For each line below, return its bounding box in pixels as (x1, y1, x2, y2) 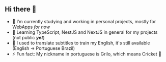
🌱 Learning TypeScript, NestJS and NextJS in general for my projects (12, 29, 158, 35)
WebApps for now (12, 24, 50, 30)
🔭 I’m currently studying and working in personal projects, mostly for (12, 18, 156, 24)
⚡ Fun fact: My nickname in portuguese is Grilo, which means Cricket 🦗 (12, 51, 161, 57)
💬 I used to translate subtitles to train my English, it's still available (12, 40, 150, 46)
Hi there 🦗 (5, 5, 37, 14)
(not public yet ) (12, 34, 45, 40)
